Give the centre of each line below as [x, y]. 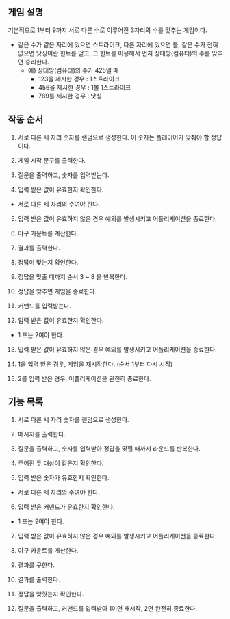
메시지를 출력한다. [41, 434]
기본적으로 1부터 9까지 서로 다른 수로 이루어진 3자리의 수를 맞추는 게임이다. [107, 30]
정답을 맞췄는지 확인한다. [51, 594]
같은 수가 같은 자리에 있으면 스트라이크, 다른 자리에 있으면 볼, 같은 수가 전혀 [118, 44]
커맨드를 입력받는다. [44, 306]
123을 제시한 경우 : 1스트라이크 [79, 79]
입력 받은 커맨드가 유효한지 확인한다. [66, 507]
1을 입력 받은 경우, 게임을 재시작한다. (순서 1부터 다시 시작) [95, 364]
